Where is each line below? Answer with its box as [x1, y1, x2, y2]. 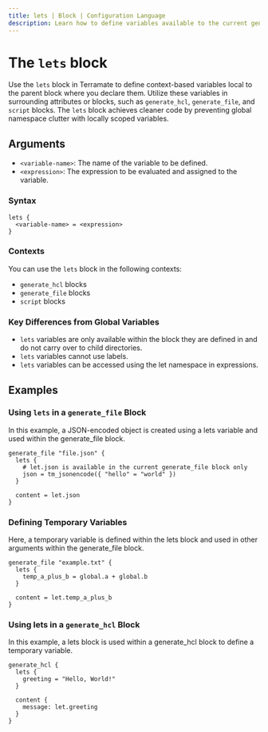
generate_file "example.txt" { [8, 559, 112, 567]
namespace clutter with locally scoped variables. [8, 113, 169, 124]
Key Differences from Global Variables [8, 316, 160, 328]
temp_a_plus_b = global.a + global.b [22, 573, 148, 581]
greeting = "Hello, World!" [22, 675, 116, 683]
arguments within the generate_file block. [8, 543, 144, 553]
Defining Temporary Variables [8, 516, 128, 527]
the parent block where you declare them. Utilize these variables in [8, 89, 228, 98]
